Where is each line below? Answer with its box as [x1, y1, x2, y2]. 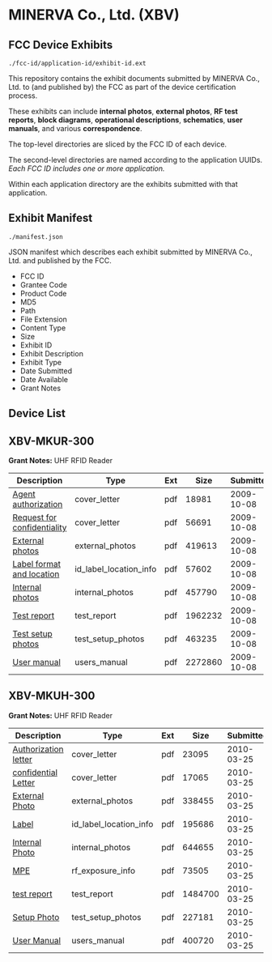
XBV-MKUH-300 [8, 689, 96, 703]
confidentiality [12, 522, 67, 534]
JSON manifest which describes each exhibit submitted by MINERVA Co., [8, 247, 253, 257]
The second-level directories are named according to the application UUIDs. [8, 155, 263, 164]
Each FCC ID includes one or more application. [8, 164, 165, 173]
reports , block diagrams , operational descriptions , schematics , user [8, 115, 243, 125]
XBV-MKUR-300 [8, 434, 95, 448]
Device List [8, 407, 66, 420]
